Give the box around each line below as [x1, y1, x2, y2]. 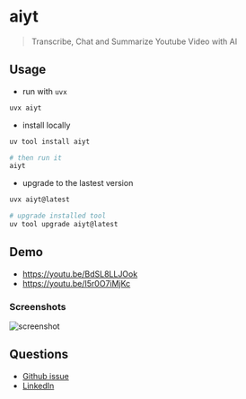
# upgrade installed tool [9, 211, 106, 221]
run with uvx [22, 85, 67, 96]
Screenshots [9, 300, 66, 313]
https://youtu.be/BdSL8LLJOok [22, 268, 138, 279]
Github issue [22, 370, 69, 381]
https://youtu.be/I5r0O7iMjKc [22, 278, 131, 288]
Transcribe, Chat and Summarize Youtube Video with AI [31, 36, 238, 47]
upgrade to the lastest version [22, 178, 134, 189]
